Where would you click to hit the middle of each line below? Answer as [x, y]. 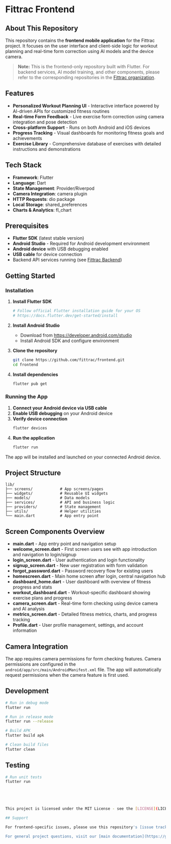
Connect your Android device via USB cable [60, 408]
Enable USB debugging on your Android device [63, 413]
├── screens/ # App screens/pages [54, 489]
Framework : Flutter [33, 177]
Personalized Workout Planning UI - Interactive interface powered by [86, 106]
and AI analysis [28, 609]
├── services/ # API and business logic [60, 503]
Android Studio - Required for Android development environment [81, 244]
